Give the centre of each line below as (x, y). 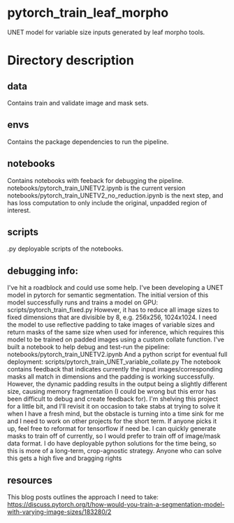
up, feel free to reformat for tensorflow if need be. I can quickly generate (112, 429)
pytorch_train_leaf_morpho (88, 13)
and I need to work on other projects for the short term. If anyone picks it (112, 421)
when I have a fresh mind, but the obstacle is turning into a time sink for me (116, 414)
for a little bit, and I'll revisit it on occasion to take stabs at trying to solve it (114, 406)
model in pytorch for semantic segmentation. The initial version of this (108, 295)
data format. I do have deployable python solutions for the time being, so (112, 443)
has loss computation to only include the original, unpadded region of (107, 202)
